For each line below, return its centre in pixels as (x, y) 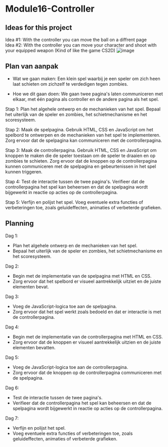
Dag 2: (12, 266)
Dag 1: (12, 236)
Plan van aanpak (32, 66)
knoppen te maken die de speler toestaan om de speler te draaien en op (80, 156)
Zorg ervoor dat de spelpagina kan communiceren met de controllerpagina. (84, 140)
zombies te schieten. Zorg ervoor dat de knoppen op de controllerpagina (81, 161)
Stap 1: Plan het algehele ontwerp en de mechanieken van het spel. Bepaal (83, 109)
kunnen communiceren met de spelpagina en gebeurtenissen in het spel (81, 166)
